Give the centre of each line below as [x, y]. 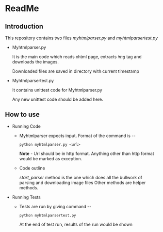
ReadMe [22, 8]
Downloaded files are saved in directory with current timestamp [75, 71]
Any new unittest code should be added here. [57, 99]
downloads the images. [35, 62]
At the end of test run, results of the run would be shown [76, 224]
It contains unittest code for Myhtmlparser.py [57, 90]
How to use [22, 115]
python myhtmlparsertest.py [48, 215]
